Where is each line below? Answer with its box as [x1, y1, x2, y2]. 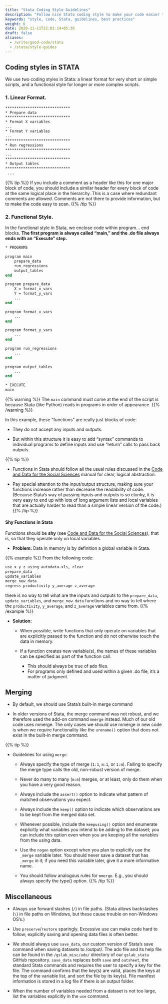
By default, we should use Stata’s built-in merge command [12, 701, 133, 707]
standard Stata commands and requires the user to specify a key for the [12, 962, 161, 968]
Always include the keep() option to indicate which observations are [19, 806, 160, 812]
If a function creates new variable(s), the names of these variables [19, 648, 156, 654]
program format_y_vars [5, 328, 52, 333]
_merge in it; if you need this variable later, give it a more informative [19, 857, 159, 863]
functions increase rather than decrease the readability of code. [12, 486, 144, 493]
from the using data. [19, 837, 62, 843]
